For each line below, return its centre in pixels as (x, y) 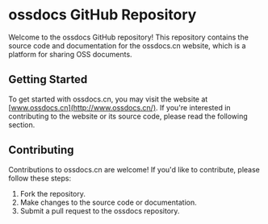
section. (22, 124)
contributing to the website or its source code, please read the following (128, 116)
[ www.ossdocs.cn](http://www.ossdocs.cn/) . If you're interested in (120, 107)
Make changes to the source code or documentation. (108, 202)
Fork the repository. (53, 193)
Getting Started (48, 79)
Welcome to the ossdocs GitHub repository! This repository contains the (128, 37)
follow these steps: (40, 178)
